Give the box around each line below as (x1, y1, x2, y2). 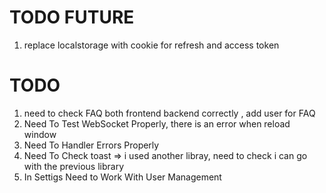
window (23, 128, 57, 140)
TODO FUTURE (9, 6, 135, 29)
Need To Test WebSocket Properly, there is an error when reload (23, 117, 291, 130)
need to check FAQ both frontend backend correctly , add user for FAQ (23, 107, 316, 119)
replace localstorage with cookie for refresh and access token (23, 39, 280, 51)
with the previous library (23, 160, 124, 172)
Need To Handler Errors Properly (23, 139, 160, 151)
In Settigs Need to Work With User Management (23, 171, 222, 183)
